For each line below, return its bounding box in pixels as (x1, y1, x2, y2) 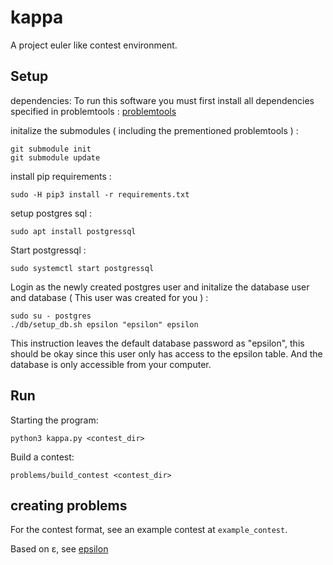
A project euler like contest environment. (10, 39, 178, 51)
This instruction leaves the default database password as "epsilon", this (10, 337, 305, 349)
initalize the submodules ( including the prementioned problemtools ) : (10, 124, 299, 136)
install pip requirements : (10, 170, 112, 182)
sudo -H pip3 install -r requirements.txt (10, 189, 190, 200)
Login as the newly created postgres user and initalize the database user (10, 281, 310, 293)
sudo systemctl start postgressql (10, 263, 155, 273)
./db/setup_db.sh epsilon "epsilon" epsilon (10, 319, 199, 330)
